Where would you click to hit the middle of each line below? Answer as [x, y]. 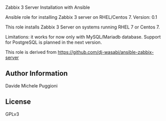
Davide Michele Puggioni [31, 85]
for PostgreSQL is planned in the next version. [54, 42]
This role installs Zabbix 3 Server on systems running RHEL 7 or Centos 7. [82, 27]
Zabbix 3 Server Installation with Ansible [48, 7]
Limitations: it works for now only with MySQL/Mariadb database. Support [83, 37]
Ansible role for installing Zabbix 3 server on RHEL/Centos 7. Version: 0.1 [81, 17]
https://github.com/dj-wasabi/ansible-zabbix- [106, 52]
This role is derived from [31, 52]
